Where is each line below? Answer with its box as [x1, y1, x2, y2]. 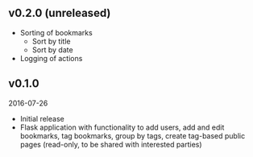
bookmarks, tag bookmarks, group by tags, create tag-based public [19, 130, 246, 140]
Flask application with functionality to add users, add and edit [19, 122, 225, 132]
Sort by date [31, 44, 74, 55]
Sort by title [31, 36, 71, 46]
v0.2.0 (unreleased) [8, 6, 111, 20]
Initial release [19, 114, 64, 123]
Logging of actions [19, 53, 83, 63]
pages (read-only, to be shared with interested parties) [19, 139, 203, 149]
